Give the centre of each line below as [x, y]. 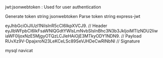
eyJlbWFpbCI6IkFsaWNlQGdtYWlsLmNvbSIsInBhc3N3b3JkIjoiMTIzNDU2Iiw [81, 31]
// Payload [131, 36]
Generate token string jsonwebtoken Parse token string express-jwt [73, 16]
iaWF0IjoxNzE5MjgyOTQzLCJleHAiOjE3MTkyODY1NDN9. [63, 36]
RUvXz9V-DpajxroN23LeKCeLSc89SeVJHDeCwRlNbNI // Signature [72, 41]
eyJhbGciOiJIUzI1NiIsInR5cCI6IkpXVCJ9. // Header [56, 26]
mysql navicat [19, 51]
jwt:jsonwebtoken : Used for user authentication [53, 7]
